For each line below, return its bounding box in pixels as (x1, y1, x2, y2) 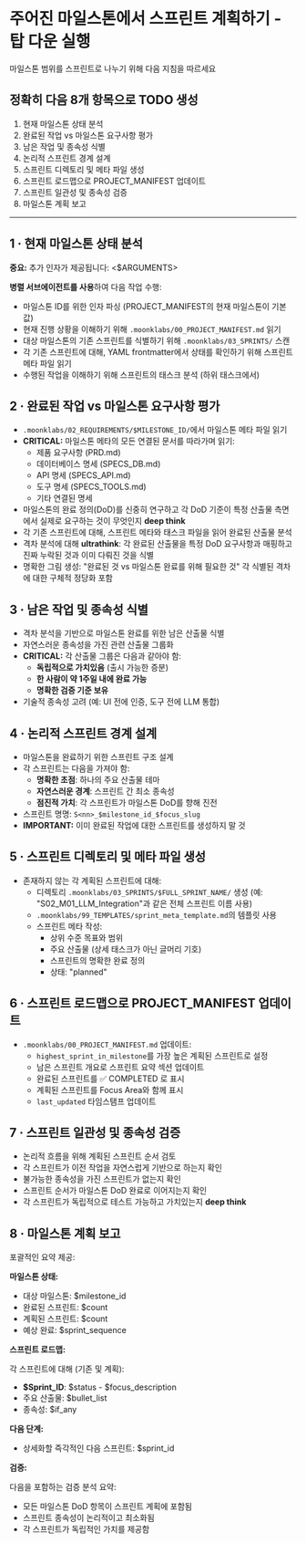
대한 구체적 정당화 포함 (32, 572, 114, 584)
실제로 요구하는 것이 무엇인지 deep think (39, 516, 186, 526)
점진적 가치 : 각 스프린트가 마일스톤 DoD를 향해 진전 (36, 798, 218, 808)
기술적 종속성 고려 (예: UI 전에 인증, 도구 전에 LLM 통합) (22, 696, 220, 707)
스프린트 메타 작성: (36, 921, 103, 932)
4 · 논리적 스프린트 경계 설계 (9, 725, 158, 741)
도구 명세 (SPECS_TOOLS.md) (36, 481, 148, 493)
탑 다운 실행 (9, 31, 91, 52)
